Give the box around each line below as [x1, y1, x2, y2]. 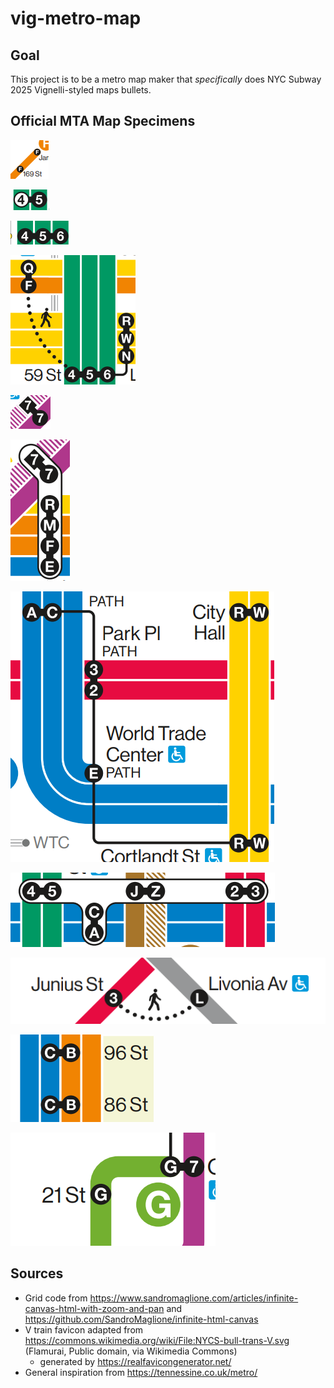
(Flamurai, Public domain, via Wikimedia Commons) [24, 1345, 238, 1357]
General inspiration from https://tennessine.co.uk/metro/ [24, 1366, 258, 1378]
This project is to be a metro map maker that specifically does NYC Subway [10, 73, 322, 85]
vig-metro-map [10, 7, 142, 30]
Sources [10, 1265, 64, 1282]
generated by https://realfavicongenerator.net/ [39, 1355, 232, 1367]
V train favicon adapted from [24, 1323, 144, 1336]
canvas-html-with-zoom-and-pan [24, 1302, 165, 1314]
